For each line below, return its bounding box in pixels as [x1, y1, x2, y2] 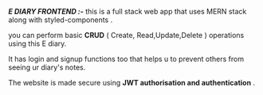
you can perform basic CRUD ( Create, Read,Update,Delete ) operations [8, 31, 245, 40]
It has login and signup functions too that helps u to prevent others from [8, 55, 245, 63]
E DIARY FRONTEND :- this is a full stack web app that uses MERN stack [8, 7, 247, 16]
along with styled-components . [8, 15, 113, 25]
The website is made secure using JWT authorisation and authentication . [8, 78, 256, 87]
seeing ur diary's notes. [8, 63, 86, 72]
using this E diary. [8, 39, 67, 48]
